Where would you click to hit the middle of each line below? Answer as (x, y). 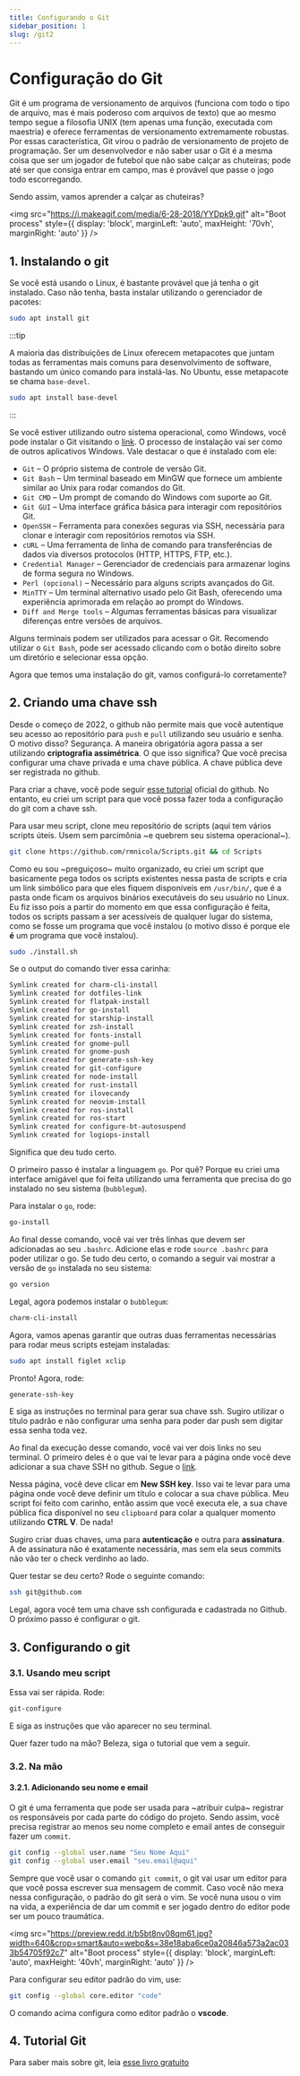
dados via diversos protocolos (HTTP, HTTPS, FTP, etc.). (127, 554)
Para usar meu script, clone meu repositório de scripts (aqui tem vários (140, 826)
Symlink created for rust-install (74, 1085)
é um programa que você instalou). (74, 935)
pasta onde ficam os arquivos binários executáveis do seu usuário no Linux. (149, 897)
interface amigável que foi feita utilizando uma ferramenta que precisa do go (150, 1180)
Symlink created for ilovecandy (69, 1094)
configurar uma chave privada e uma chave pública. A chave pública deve (146, 762)
